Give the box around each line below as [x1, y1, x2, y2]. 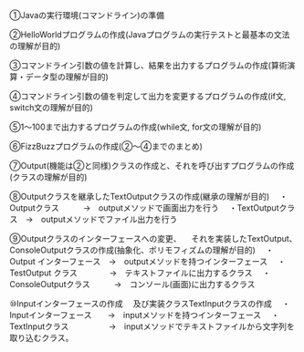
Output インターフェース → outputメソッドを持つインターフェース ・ [9, 256, 286, 266]
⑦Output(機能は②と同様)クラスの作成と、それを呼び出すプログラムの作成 [9, 160, 295, 171]
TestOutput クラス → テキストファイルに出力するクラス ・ [9, 267, 271, 278]
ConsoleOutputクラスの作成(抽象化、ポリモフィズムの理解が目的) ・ [9, 244, 274, 255]
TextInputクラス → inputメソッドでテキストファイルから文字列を [9, 321, 295, 332]
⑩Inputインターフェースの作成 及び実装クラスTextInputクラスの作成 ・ [9, 298, 290, 309]
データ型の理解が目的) [25, 71, 110, 82]
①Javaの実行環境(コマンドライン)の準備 [9, 10, 164, 20]
